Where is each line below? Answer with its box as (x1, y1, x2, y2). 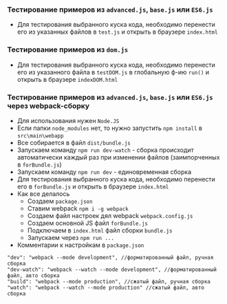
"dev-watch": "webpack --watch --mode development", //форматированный (7, 266, 217, 273)
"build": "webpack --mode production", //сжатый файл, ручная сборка (7, 278, 211, 285)
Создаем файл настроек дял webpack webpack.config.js (27, 211, 194, 219)
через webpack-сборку (7, 101, 89, 111)
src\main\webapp (17, 132, 64, 139)
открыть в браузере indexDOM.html (17, 75, 118, 83)
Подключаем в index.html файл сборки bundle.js (27, 226, 173, 235)
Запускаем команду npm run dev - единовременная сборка (17, 167, 191, 176)
